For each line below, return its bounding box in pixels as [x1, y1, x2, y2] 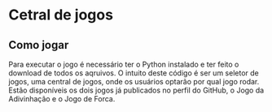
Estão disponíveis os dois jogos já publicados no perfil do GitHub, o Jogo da [8, 85, 265, 95]
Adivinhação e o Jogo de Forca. [8, 94, 116, 103]
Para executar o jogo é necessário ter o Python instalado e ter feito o [8, 59, 239, 69]
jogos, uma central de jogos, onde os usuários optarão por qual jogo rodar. [8, 77, 260, 86]
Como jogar [8, 38, 69, 52]
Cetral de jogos [8, 6, 114, 24]
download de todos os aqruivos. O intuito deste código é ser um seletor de [8, 68, 259, 78]
